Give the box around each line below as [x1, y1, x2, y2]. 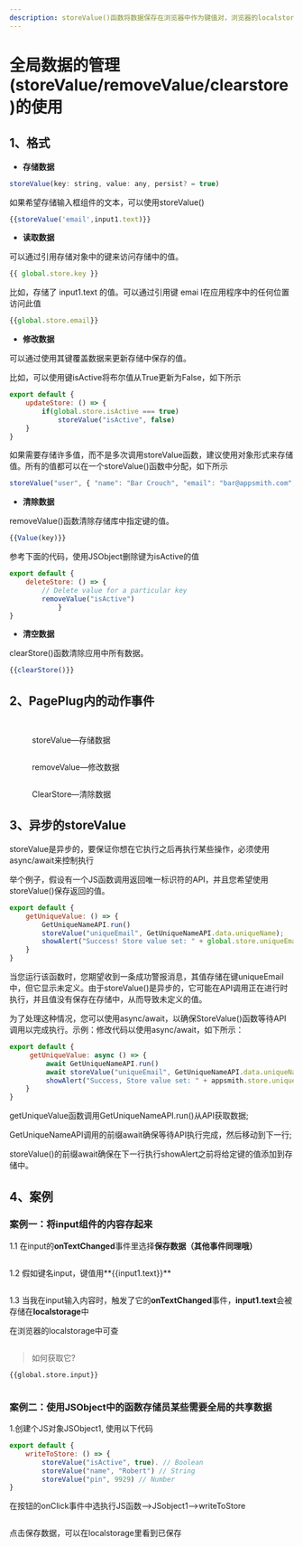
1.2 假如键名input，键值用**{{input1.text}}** [9, 1267, 171, 1279]
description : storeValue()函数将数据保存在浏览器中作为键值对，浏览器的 [9, 13, 259, 23]
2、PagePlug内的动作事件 [9, 693, 155, 708]
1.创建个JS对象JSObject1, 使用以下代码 [9, 1423, 153, 1434]
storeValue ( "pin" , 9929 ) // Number [41, 1475, 176, 1484]
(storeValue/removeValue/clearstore [9, 74, 289, 95]
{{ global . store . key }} [9, 269, 99, 278]
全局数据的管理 [9, 55, 121, 75]
